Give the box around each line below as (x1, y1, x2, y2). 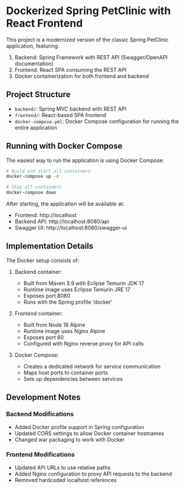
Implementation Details (6, 241, 94, 251)
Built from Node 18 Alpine (23, 321, 85, 328)
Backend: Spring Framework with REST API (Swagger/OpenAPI (14, 54, 168, 61)
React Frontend (6, 16, 83, 30)
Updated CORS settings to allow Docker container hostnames (14, 430, 164, 437)
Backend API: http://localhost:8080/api (14, 218, 110, 225)
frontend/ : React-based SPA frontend (14, 111, 107, 118)
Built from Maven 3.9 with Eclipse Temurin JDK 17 (23, 280, 144, 287)
